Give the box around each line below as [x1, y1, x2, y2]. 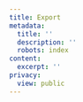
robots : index [17, 46, 69, 55]
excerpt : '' [17, 63, 62, 72]
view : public [17, 79, 65, 88]
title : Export [9, 12, 62, 22]
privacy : [9, 71, 41, 80]
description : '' [17, 37, 77, 47]
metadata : [9, 21, 46, 30]
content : [9, 54, 41, 63]
